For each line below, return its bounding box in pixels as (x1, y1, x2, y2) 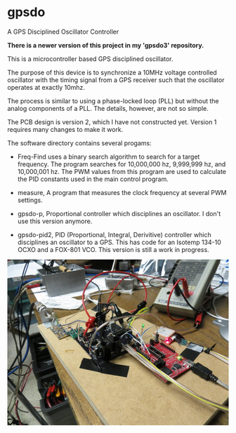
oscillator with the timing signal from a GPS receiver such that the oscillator (7, 75, 225, 84)
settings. (17, 196, 44, 204)
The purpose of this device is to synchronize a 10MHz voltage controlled (7, 68, 218, 76)
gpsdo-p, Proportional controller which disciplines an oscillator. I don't (17, 209, 221, 218)
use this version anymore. (17, 217, 93, 225)
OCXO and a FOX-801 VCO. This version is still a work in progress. (17, 245, 209, 253)
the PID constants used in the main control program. (17, 175, 169, 183)
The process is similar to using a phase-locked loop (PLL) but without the (7, 96, 219, 105)
